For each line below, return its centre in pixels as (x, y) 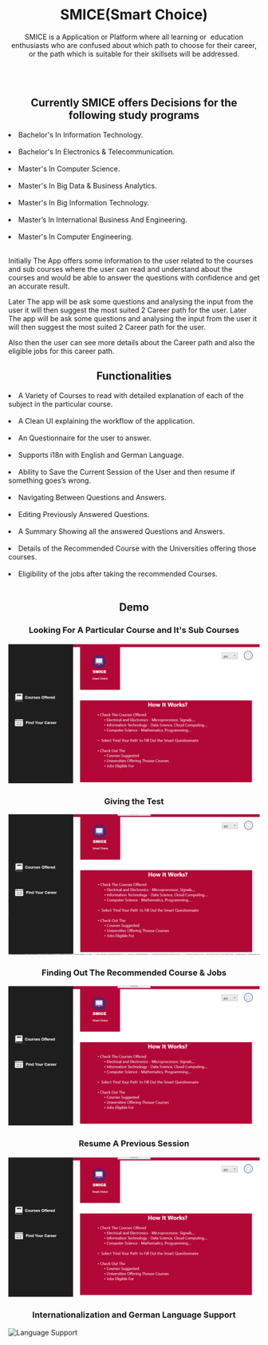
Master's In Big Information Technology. (84, 202)
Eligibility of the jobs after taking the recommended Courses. (118, 574)
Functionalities (134, 376)
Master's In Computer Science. (69, 169)
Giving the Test (134, 801)
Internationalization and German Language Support (134, 1315)
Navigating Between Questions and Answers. (93, 497)
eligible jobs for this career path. (61, 351)
